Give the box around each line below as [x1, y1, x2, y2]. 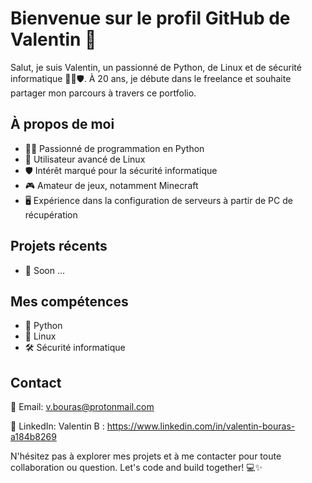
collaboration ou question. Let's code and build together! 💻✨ [10, 462, 263, 474]
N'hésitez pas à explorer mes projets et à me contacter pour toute [10, 450, 282, 462]
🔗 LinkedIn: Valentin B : [10, 420, 105, 432]
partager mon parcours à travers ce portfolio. [10, 87, 197, 99]
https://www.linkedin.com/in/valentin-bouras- [106, 420, 296, 432]
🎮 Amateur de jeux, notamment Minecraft [24, 179, 199, 191]
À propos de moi [10, 116, 115, 133]
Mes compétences [10, 293, 129, 310]
